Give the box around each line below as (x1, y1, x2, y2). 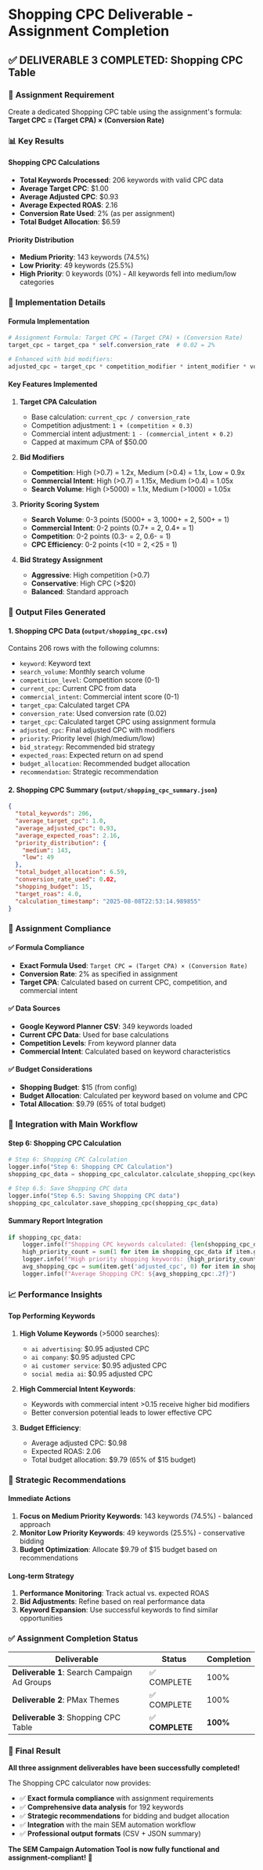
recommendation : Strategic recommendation (19, 767, 159, 776)
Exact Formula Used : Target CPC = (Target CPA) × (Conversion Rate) (19, 960, 248, 970)
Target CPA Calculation (19, 397, 97, 407)
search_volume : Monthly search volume (19, 667, 146, 677)
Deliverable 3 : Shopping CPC (12, 1711, 121, 1722)
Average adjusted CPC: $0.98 (31, 1438, 128, 1448)
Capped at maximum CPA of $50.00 (31, 437, 148, 447)
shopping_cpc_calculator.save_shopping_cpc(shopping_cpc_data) (8, 1199, 219, 1207)
